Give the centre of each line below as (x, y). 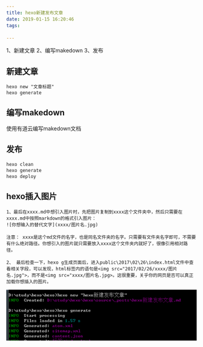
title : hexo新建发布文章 (35, 13)
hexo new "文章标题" (30, 87)
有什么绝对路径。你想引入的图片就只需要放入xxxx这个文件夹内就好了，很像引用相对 (95, 244)
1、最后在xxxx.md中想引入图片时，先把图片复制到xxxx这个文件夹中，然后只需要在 (95, 212)
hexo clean (20, 164)
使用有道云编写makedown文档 (44, 128)
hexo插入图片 (32, 196)
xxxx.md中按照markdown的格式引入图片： (51, 218)
